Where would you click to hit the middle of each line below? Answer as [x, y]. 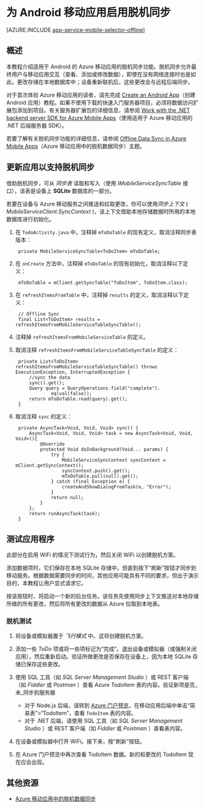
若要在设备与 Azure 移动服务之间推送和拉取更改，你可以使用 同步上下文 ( [97, 204]
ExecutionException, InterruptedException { [73, 372]
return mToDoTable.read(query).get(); [78, 399]
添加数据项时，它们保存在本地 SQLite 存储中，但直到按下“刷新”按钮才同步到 [101, 568]
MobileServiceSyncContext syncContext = [114, 460]
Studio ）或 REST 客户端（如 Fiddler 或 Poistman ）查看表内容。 [105, 728]
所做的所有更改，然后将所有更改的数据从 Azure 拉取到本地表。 [85, 604]
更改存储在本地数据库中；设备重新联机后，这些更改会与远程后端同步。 [105, 82]
